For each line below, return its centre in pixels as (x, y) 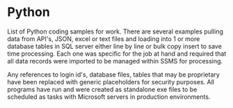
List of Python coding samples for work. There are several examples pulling (115, 31)
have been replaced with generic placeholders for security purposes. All (111, 82)
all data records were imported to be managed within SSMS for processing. (115, 61)
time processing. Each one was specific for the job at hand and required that (117, 54)
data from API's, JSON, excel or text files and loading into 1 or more (104, 38)
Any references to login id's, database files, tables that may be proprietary (114, 75)
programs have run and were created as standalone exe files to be (102, 89)
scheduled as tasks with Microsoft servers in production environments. (109, 97)
